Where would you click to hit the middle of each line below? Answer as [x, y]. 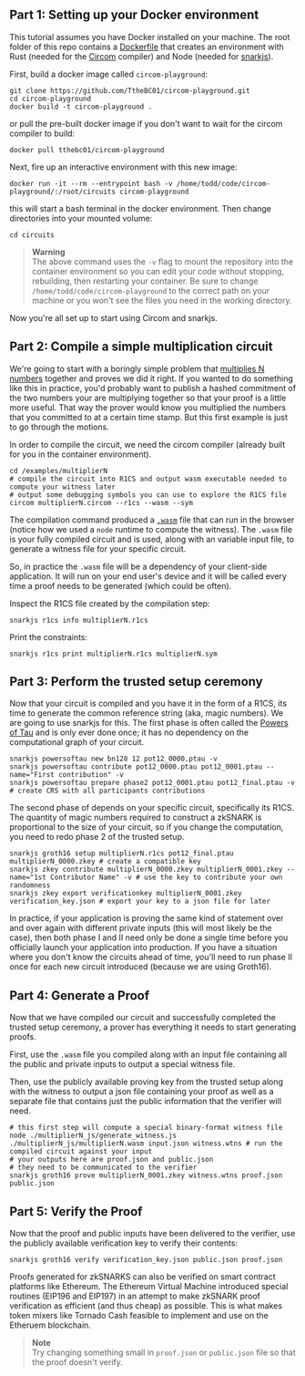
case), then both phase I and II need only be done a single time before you [149, 937]
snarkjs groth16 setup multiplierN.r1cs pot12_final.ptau [122, 854]
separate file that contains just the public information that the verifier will [146, 1102]
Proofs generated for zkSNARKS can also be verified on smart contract [142, 1277]
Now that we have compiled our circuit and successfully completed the [142, 1018]
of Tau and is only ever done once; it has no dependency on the [129, 732]
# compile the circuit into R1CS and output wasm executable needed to [148, 479]
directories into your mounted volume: [81, 218]
